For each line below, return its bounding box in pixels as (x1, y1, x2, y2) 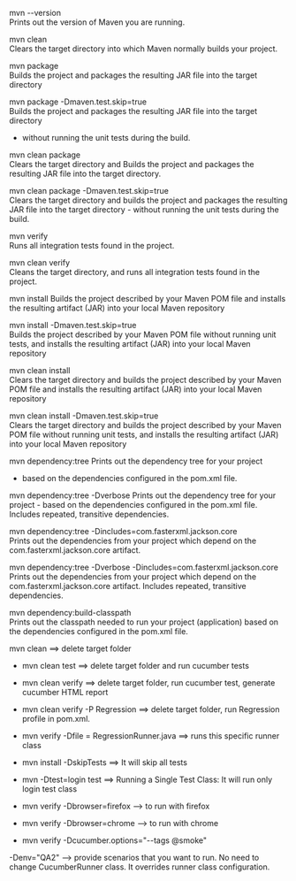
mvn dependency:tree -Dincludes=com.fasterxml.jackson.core (9, 526, 238, 536)
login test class (21, 784, 78, 794)
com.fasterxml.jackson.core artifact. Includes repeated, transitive (9, 581, 247, 591)
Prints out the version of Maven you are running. (9, 17, 186, 27)
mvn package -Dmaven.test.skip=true (9, 96, 148, 107)
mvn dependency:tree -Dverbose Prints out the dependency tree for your (9, 490, 277, 501)
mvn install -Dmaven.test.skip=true (9, 320, 137, 330)
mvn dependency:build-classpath (9, 608, 132, 617)
